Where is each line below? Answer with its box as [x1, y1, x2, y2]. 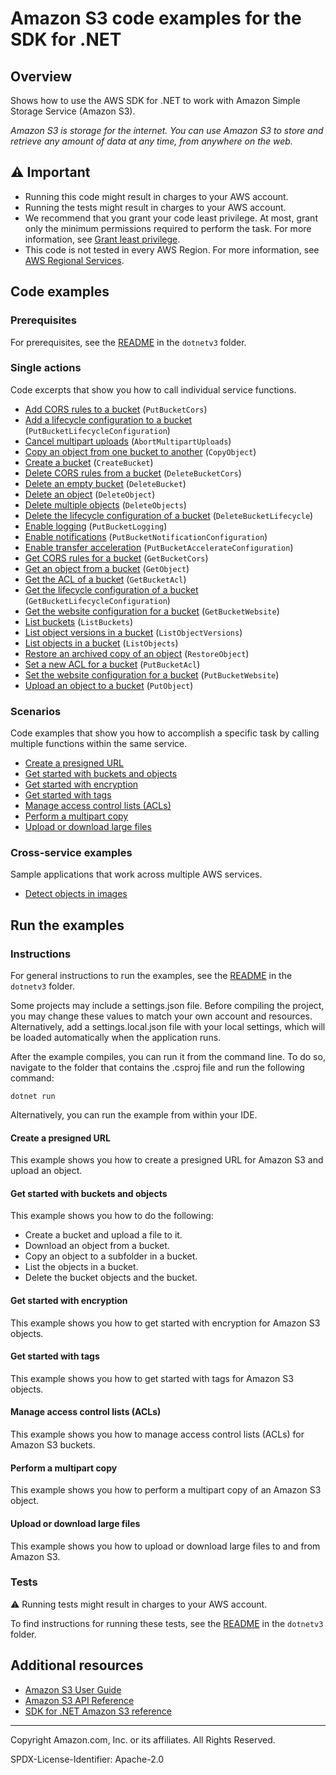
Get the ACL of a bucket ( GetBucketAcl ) [24, 573, 187, 585]
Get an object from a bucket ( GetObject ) [24, 562, 190, 574]
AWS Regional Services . [24, 254, 125, 266]
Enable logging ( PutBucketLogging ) [24, 520, 168, 532]
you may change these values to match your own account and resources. [10, 1010, 313, 1022]
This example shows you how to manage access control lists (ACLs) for [10, 1428, 305, 1441]
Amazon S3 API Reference [24, 1694, 135, 1706]
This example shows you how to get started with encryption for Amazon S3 [10, 1317, 321, 1329]
